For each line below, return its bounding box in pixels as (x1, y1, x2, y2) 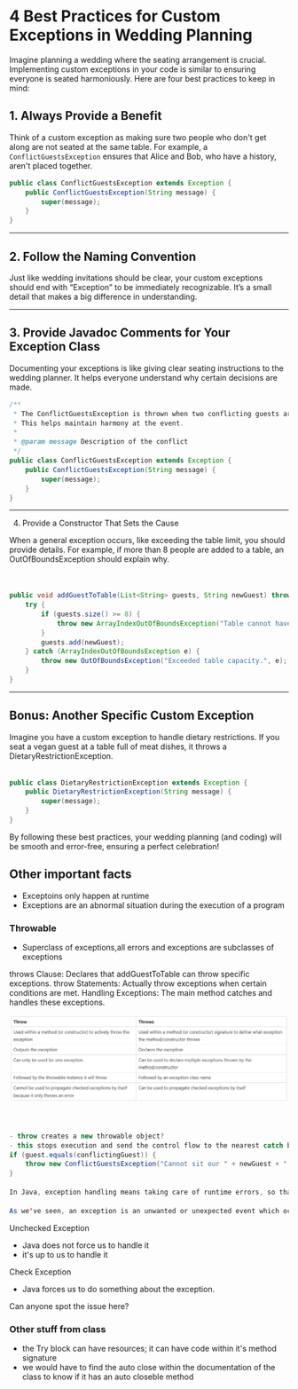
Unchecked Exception (9, 1222, 90, 1233)
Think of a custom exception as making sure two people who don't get (9, 131, 267, 143)
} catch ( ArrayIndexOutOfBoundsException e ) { (25, 647, 200, 656)
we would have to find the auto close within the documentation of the (21, 1361, 276, 1372)
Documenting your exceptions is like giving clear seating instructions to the (9, 362, 284, 374)
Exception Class (9, 339, 100, 354)
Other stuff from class (9, 1322, 106, 1335)
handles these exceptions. (9, 997, 106, 1008)
